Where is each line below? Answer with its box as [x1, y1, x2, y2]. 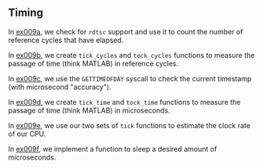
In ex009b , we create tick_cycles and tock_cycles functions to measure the [8, 50, 255, 59]
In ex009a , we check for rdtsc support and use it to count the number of [8, 27, 243, 36]
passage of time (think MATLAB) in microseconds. [8, 105, 170, 115]
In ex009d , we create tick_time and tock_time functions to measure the [8, 97, 241, 106]
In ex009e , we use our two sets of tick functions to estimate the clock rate [8, 120, 251, 130]
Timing [8, 6, 43, 20]
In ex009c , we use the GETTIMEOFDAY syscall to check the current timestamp [8, 73, 252, 83]
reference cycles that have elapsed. [8, 35, 124, 45]
